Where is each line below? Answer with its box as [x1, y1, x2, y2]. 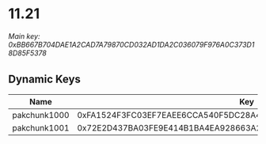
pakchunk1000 [12, 109, 70, 120]
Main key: [8, 31, 40, 40]
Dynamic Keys [8, 73, 82, 86]
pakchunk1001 [12, 122, 70, 133]
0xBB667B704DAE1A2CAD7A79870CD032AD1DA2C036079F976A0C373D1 [8, 40, 255, 49]
